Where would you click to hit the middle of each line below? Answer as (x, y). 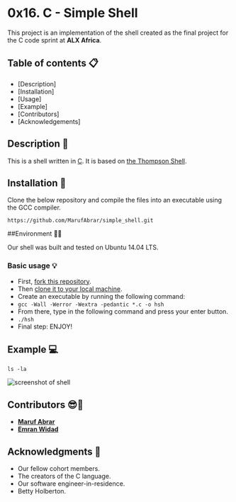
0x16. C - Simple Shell (73, 13)
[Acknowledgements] (49, 121)
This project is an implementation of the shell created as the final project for (118, 33)
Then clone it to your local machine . (70, 289)
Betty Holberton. (41, 491)
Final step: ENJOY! (45, 326)
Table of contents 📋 (53, 63)
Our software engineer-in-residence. (71, 484)
